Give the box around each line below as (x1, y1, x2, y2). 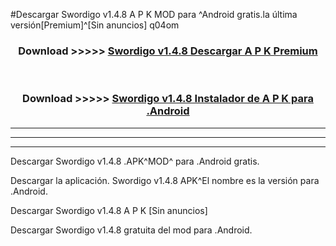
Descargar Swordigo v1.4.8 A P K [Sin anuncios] (10, 204, 208, 216)
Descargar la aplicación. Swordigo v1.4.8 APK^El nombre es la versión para (10, 174, 320, 186)
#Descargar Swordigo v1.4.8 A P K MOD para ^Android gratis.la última (10, 9, 298, 20)
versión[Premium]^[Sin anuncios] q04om (10, 19, 180, 31)
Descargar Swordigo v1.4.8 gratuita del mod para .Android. (10, 224, 253, 236)
